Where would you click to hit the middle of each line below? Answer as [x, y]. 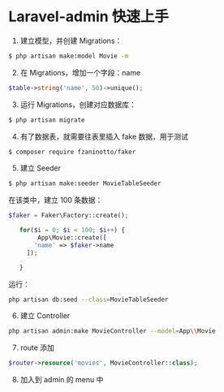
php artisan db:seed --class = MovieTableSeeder [88, 299]
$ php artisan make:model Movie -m [69, 56]
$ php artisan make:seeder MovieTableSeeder [85, 183]
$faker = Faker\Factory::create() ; [69, 216]
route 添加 [37, 348]
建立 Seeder [41, 168]
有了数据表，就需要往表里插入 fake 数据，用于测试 [104, 136]
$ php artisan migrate [47, 120]
